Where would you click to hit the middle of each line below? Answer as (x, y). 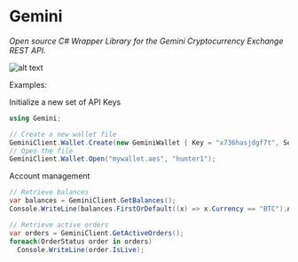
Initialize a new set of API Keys (65, 102)
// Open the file (41, 151)
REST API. (27, 50)
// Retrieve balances (49, 193)
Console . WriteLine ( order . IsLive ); (81, 250)
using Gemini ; (35, 118)
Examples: (28, 84)
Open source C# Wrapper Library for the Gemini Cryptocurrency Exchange (146, 41)
